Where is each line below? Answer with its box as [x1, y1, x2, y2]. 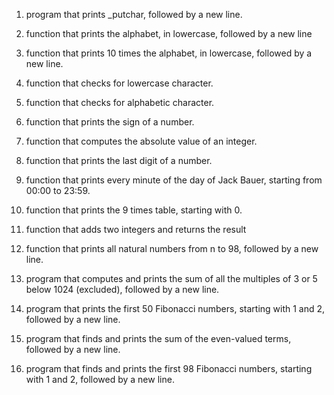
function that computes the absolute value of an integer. [25, 135, 258, 147]
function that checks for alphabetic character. [25, 97, 215, 108]
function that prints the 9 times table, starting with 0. [25, 204, 243, 216]
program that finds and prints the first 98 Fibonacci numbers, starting [25, 363, 313, 374]
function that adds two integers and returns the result [25, 224, 247, 235]
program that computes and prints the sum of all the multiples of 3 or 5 [25, 273, 318, 284]
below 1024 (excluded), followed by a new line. [25, 284, 220, 295]
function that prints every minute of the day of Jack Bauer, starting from [25, 174, 323, 186]
